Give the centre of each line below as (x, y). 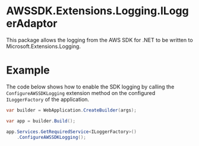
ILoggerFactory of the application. (48, 99)
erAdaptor (32, 23)
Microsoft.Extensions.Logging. (44, 46)
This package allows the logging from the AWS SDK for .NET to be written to (99, 40)
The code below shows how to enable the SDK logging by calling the (90, 87)
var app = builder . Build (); (41, 121)
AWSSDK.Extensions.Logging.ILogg (97, 11)
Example (28, 70)
